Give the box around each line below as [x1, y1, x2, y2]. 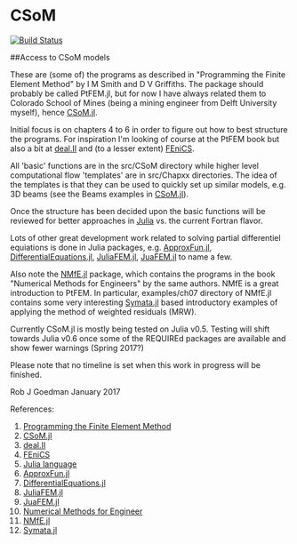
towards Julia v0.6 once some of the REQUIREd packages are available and [10, 332, 286, 343]
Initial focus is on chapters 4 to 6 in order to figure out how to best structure [10, 124, 288, 134]
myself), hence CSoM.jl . [10, 107, 99, 117]
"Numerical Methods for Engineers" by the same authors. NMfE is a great [10, 277, 279, 289]
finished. [10, 369, 43, 380]
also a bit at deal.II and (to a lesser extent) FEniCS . [10, 143, 195, 154]
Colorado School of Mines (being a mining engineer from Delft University [10, 97, 277, 108]
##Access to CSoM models [10, 52, 110, 62]
